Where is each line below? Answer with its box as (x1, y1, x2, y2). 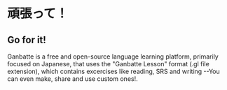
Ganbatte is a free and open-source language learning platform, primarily (7, 52, 219, 61)
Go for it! (7, 33, 47, 45)
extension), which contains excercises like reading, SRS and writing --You (7, 67, 220, 75)
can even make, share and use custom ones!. (7, 75, 138, 83)
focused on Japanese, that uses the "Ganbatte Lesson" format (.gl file (7, 60, 210, 68)
